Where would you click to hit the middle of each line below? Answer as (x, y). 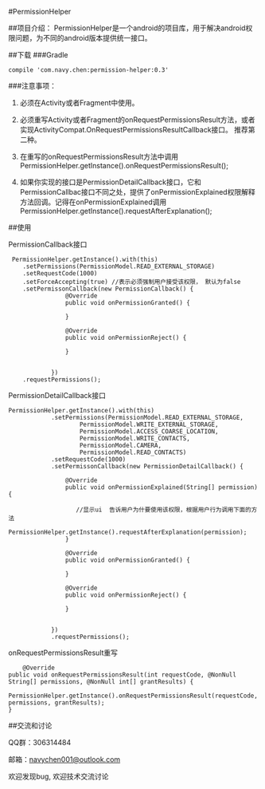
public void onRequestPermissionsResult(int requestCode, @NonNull (123, 675)
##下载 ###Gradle (38, 55)
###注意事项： (33, 86)
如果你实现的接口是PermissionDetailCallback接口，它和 (110, 182)
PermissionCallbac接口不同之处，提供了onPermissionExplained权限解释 (138, 192)
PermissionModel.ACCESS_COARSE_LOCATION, (149, 432)
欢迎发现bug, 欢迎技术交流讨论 (58, 776)
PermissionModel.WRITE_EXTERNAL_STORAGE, (149, 424)
